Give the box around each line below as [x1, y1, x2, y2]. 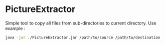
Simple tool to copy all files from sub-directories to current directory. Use [5, 20, 156, 26]
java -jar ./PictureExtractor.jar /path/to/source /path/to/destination [5, 35, 160, 40]
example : [5, 25, 26, 31]
